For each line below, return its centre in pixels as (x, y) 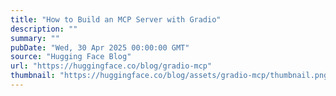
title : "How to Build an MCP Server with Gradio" (116, 19)
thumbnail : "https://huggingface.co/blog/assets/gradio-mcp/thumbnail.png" (171, 76)
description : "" (44, 29)
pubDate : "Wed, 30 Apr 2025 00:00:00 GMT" (100, 47)
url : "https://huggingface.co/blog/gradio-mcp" (111, 66)
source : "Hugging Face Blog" (71, 57)
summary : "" (35, 38)
